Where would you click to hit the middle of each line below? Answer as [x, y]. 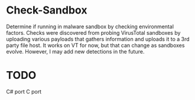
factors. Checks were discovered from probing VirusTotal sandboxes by [93, 32]
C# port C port [24, 91]
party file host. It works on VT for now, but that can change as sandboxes [95, 45]
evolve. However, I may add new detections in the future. [75, 51]
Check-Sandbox [47, 10]
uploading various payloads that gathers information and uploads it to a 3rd [98, 39]
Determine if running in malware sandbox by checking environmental [90, 26]
